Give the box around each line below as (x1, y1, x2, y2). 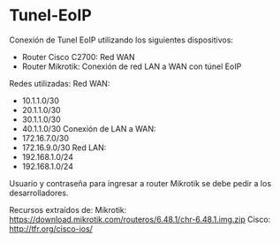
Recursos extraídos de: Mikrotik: (9, 204, 127, 215)
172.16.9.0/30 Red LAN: (21, 142, 107, 153)
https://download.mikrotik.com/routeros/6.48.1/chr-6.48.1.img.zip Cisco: (9, 214, 271, 224)
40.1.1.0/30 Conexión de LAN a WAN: (21, 123, 156, 133)
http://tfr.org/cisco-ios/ (9, 223, 93, 234)
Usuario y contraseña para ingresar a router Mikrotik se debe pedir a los (9, 178, 272, 188)
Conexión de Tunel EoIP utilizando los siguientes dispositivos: (9, 34, 234, 45)
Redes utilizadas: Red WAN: (9, 78, 110, 88)
